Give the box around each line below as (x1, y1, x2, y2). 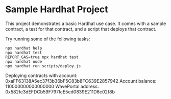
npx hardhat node (5, 59, 42, 64)
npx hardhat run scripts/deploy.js (5, 63, 81, 68)
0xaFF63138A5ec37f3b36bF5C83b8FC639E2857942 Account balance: (5, 78, 157, 84)
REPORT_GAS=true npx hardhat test (5, 55, 79, 60)
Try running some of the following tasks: (5, 36, 90, 42)
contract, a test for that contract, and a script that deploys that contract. (5, 26, 157, 32)
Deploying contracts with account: (5, 72, 78, 79)
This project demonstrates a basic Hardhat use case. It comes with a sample (5, 20, 166, 27)
